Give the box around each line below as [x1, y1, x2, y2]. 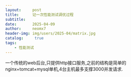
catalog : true [5, 36, 44, 41]
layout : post [5, 7, 42, 13]
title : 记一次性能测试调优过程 [5, 12, 74, 17]
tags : [5, 41, 17, 46]
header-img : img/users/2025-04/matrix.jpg [5, 31, 96, 36]
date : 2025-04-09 [5, 21, 55, 27]
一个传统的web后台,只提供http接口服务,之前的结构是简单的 [5, 59, 127, 66]
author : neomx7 [5, 26, 46, 31]
